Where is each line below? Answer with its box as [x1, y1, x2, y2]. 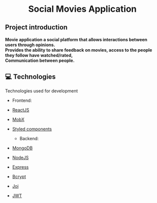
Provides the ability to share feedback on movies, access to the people [5, 47, 153, 53]
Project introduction [5, 23, 68, 31]
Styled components [12, 126, 52, 132]
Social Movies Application [28, 3, 137, 15]
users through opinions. [5, 42, 55, 48]
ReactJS [12, 107, 29, 113]
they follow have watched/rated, [5, 53, 73, 58]
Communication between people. [5, 58, 75, 63]
